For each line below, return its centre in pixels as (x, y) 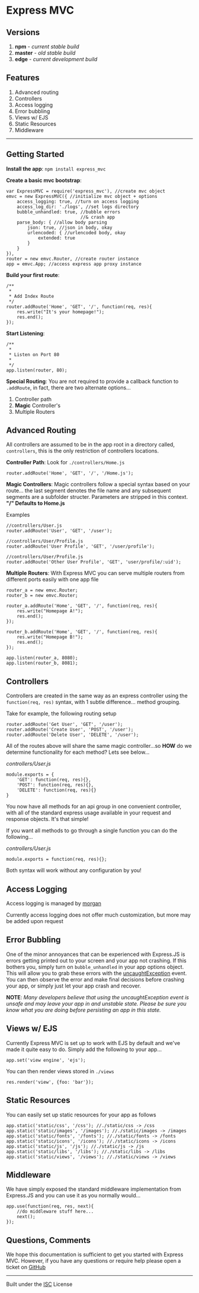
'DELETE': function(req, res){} (57, 790)
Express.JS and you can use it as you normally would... (73, 1196)
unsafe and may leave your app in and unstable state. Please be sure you (96, 1003)
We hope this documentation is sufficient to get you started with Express (95, 1254)
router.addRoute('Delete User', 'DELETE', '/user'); (73, 735)
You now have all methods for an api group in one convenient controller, (94, 807)
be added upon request (35, 921)
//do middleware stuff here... (55, 1212)
